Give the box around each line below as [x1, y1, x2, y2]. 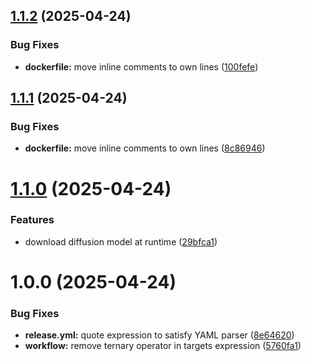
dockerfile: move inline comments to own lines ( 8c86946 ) [24, 142, 266, 154]
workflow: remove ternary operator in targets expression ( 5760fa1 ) [24, 340, 302, 352]
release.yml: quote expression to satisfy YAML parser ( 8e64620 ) [24, 329, 295, 341]
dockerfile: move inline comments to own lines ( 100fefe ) [24, 60, 259, 73]
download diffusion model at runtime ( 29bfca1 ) [24, 235, 218, 248]
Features [10, 213, 55, 227]
